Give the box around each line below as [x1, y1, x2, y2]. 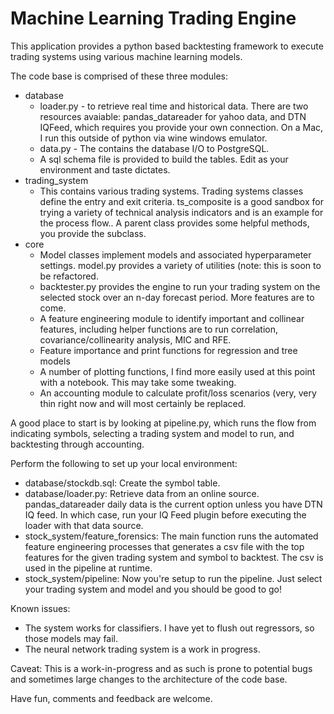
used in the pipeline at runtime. [24, 562, 153, 574]
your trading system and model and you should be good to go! [24, 583, 282, 595]
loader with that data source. [24, 519, 144, 531]
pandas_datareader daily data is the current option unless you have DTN [24, 498, 323, 510]
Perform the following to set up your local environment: [10, 457, 238, 469]
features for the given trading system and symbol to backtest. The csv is [24, 551, 324, 563]
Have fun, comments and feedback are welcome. [10, 692, 213, 704]
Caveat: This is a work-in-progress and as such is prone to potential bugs [10, 662, 313, 674]
